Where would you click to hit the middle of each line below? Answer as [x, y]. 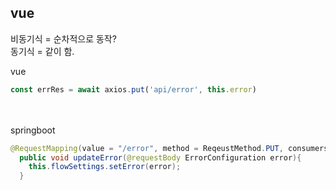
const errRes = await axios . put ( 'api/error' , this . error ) [133, 89]
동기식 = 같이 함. [42, 51]
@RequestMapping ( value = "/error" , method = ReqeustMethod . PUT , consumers [169, 148]
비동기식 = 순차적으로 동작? [63, 38]
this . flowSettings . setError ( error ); [105, 167]
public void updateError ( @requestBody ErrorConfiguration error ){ [160, 157]
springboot [33, 130]
